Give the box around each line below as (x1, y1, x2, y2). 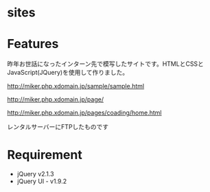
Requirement (7, 147, 82, 163)
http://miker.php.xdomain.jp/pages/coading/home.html (7, 108, 162, 117)
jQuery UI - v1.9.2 (16, 177, 67, 186)
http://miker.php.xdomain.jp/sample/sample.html (7, 82, 145, 91)
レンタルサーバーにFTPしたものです (7, 123, 109, 131)
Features (7, 36, 59, 52)
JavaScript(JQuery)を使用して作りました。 (7, 69, 129, 77)
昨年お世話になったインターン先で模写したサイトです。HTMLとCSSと (7, 60, 205, 68)
